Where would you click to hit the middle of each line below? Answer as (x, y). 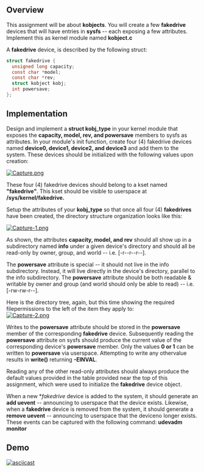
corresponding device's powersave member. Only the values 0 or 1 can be (100, 346)
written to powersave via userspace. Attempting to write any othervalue (97, 353)
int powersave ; (31, 89)
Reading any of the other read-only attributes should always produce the (98, 371)
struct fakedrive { (31, 60)
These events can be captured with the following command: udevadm (94, 422)
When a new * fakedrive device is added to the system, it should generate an (102, 396)
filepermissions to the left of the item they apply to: (70, 308)
